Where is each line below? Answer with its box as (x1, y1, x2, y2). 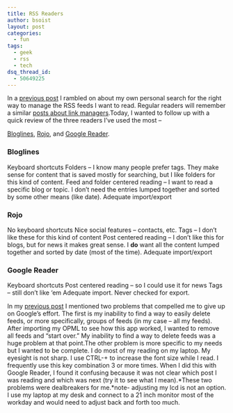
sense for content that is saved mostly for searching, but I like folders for (7, 170, 216, 178)
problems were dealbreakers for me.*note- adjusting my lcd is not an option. (7, 384, 227, 392)
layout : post (7, 23, 45, 30)
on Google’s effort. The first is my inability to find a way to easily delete (7, 309, 211, 318)
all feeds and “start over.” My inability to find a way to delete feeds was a (7, 332, 216, 340)
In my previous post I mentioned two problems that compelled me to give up (7, 302, 225, 311)
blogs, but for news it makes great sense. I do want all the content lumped (7, 240, 220, 249)
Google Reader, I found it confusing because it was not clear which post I (7, 368, 217, 377)
